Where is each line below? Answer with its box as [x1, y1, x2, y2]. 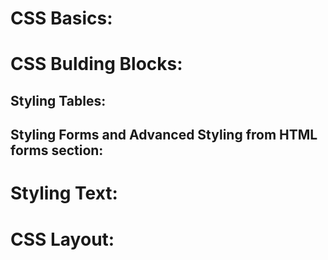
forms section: [10, 142, 104, 159]
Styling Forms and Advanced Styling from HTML [10, 127, 318, 144]
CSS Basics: [10, 7, 113, 30]
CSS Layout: [10, 228, 115, 251]
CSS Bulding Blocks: [10, 53, 183, 76]
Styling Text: [10, 182, 118, 205]
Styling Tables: [10, 92, 107, 109]
